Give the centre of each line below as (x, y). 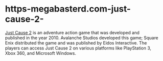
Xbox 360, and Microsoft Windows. (41, 53)
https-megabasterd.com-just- (68, 9)
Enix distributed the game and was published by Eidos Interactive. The (76, 43)
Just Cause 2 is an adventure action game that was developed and (72, 32)
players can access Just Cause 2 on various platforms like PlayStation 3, (78, 48)
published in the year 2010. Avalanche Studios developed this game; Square (82, 38)
